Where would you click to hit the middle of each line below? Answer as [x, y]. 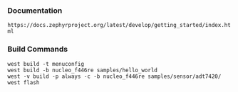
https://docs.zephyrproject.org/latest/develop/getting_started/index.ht [119, 25]
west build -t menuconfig [46, 64]
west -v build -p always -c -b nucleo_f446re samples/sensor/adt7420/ [114, 76]
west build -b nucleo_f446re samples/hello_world [83, 70]
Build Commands [38, 50]
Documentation [35, 11]
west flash [24, 82]
